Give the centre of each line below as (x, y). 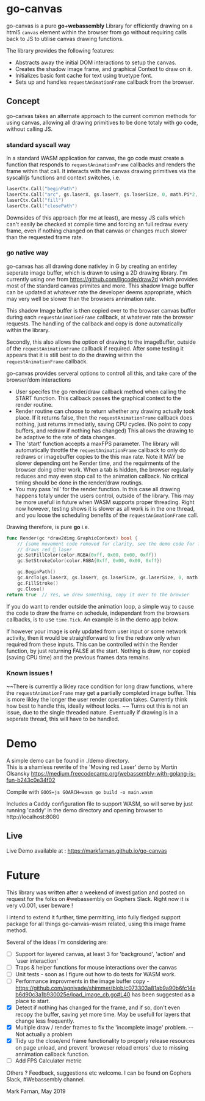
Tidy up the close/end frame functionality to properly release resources (105, 1040)
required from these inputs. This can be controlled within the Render (92, 644)
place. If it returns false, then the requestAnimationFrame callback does (104, 417)
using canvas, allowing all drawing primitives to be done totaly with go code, (102, 122)
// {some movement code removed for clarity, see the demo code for (106, 544)
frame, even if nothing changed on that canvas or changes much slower (97, 231)
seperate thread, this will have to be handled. (63, 719)
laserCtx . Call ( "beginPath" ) (42, 189)
